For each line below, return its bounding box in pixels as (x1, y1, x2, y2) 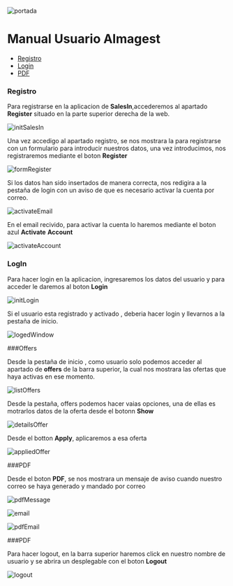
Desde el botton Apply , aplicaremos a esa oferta (7, 434, 147, 442)
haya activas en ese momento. (7, 372, 96, 381)
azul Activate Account (7, 228, 73, 237)
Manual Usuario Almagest (7, 31, 161, 47)
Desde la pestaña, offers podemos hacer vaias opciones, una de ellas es (7, 399, 216, 408)
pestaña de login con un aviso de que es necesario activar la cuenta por (7, 186, 215, 195)
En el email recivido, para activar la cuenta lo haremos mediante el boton (7, 221, 216, 229)
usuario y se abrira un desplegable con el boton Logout (7, 557, 167, 565)
